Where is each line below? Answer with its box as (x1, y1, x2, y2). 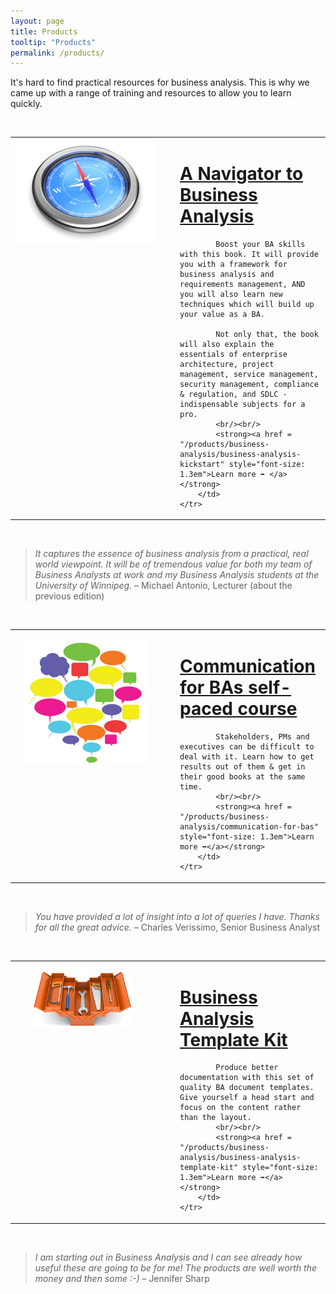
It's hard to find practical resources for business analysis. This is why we (10, 76, 310, 89)
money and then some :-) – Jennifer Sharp (34, 1272, 210, 1284)
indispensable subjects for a (179, 399, 306, 409)
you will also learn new (179, 289, 283, 299)
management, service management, (179, 369, 319, 379)
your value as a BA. (179, 309, 266, 319)
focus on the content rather (179, 1103, 302, 1113)
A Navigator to (179, 163, 304, 185)
